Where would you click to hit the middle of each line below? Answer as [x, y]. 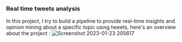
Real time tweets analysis [43, 9]
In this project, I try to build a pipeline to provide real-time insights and [91, 21]
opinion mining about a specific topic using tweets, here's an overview [91, 27]
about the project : [28, 33]
